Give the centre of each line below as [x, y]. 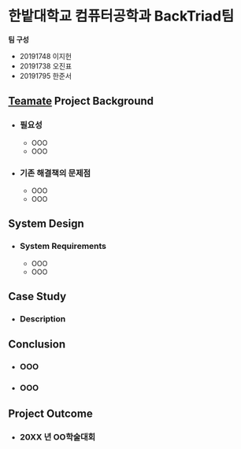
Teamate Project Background [81, 101]
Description [43, 318]
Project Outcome [50, 413]
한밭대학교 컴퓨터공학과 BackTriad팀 [121, 16]
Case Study [37, 297]
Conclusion [37, 345]
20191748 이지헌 [46, 56]
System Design [46, 224]
